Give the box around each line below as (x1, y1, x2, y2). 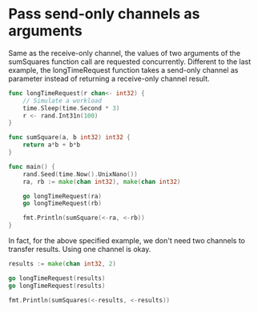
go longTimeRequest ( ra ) (22, 192, 103, 200)
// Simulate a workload (22, 97, 103, 105)
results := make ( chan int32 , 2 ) (8, 260, 116, 268)
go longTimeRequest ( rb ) (22, 199, 103, 208)
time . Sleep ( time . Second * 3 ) (22, 104, 120, 112)
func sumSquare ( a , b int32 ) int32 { (8, 134, 131, 142)
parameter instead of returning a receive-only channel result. (8, 74, 210, 83)
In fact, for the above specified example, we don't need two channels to (8, 236, 246, 246)
